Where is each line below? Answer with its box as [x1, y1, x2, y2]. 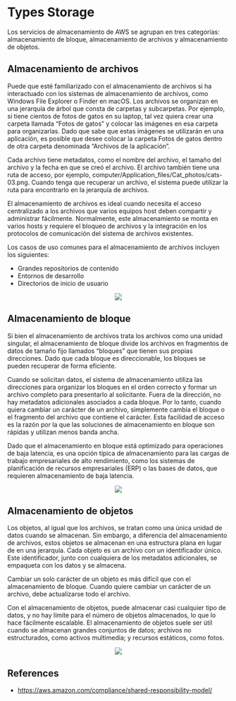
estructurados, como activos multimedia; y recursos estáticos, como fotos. [7, 633, 225, 642]
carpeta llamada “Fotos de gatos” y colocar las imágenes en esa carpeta [7, 119, 218, 128]
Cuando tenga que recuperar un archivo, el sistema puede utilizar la [31, 178, 229, 186]
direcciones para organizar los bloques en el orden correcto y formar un [7, 383, 217, 391]
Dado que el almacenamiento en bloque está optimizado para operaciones [7, 441, 224, 450]
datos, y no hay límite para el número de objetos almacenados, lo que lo [7, 611, 216, 620]
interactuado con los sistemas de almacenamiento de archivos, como [7, 89, 209, 97]
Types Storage [7, 4, 95, 20]
